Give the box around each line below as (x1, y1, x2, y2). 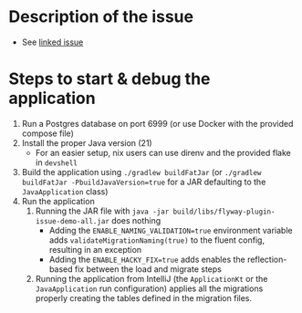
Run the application (21, 195, 95, 206)
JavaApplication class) (21, 185, 109, 197)
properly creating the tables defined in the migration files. (35, 292, 253, 303)
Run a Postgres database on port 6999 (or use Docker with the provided (21, 118, 294, 129)
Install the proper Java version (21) (21, 137, 152, 148)
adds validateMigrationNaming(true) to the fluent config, (48, 235, 266, 245)
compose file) (21, 128, 74, 139)
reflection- (246, 254, 287, 265)
